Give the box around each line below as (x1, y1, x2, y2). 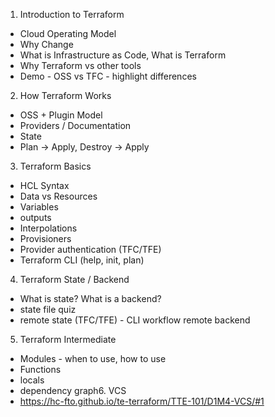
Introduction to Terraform (19, 9, 125, 20)
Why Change (19, 39, 74, 50)
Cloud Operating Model (19, 28, 117, 39)
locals (19, 374, 45, 386)
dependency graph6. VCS (19, 385, 127, 396)
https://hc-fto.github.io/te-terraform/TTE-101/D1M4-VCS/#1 (19, 395, 265, 407)
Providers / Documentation (19, 120, 132, 131)
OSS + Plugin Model (19, 109, 103, 121)
